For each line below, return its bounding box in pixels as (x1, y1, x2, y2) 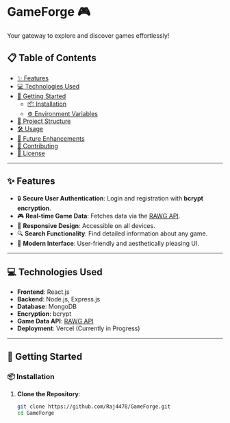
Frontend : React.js (16, 288, 70, 296)
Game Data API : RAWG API (16, 317, 94, 325)
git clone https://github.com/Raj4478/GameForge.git (16, 403, 171, 411)
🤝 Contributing (16, 141, 58, 150)
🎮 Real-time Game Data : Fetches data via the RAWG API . (16, 211, 181, 220)
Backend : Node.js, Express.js (16, 295, 101, 304)
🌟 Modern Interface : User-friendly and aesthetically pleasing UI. (16, 239, 200, 247)
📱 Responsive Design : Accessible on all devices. (16, 221, 155, 229)
